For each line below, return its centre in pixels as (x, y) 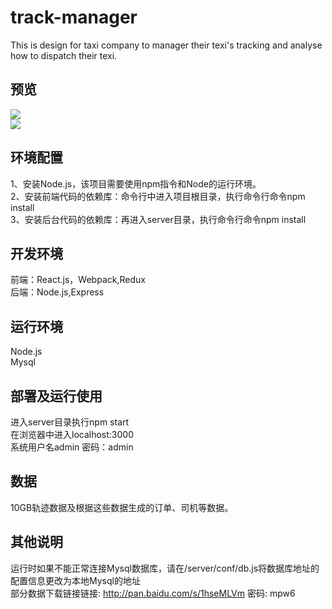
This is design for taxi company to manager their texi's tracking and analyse (166, 45)
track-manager (74, 17)
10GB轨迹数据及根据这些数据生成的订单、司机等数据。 (122, 507)
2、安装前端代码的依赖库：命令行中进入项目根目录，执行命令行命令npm (158, 196)
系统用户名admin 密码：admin (72, 447)
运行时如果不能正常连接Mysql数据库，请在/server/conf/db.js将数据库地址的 (165, 568)
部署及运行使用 (56, 396)
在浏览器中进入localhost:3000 (72, 434)
